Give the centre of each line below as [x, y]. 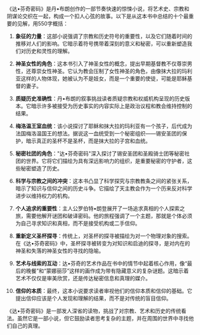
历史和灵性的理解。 [49, 51]
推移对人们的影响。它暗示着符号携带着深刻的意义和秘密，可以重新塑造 [101, 44]
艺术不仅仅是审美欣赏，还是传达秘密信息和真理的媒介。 [83, 278]
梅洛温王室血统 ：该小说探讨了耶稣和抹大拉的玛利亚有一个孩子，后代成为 [104, 126]
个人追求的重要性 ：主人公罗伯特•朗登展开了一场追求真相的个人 [92, 208]
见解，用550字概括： [43, 23]
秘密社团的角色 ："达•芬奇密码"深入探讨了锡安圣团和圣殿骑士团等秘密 [100, 154]
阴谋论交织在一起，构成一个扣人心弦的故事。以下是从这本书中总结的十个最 [98, 16]
